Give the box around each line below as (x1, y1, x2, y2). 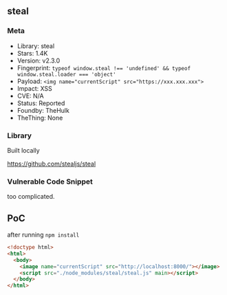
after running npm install (7, 230, 80, 239)
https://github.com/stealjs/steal (7, 160, 96, 168)
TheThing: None (17, 113, 63, 122)
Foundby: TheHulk (17, 106, 70, 114)
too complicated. (7, 193, 55, 201)
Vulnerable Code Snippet (7, 177, 93, 186)
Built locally (7, 146, 40, 154)
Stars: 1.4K (17, 49, 48, 57)
